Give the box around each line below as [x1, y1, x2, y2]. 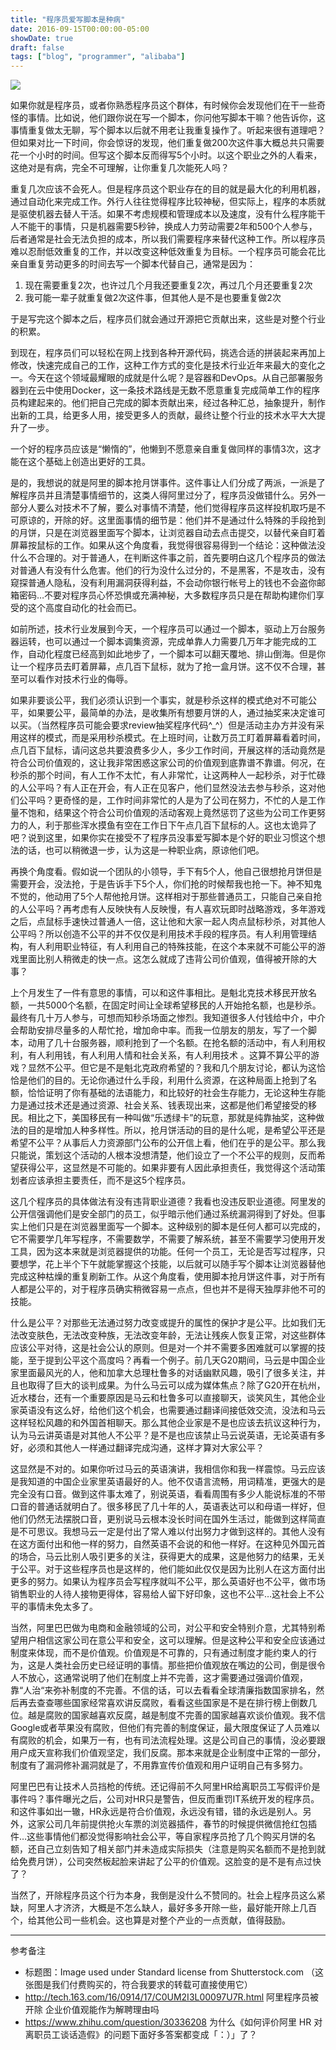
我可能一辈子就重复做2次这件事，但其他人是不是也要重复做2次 [24, 292, 282, 304]
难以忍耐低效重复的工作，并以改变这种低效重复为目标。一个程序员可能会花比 [10, 246, 326, 258]
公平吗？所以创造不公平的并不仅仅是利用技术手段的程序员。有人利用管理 [10, 928, 308, 940]
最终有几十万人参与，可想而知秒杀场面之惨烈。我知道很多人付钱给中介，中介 [10, 1012, 326, 1024]
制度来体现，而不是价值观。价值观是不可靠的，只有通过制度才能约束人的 [10, 1647, 308, 1659]
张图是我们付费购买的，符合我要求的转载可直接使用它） [24, 1979, 253, 1991]
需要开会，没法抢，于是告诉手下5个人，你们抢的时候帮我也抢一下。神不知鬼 [10, 878, 323, 890]
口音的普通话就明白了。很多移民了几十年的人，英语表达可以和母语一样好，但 [10, 1501, 326, 1513]
